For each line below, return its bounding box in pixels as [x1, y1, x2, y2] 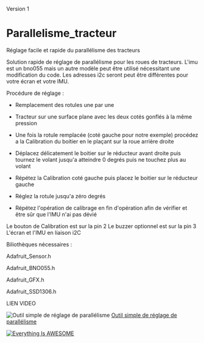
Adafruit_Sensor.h [6, 252, 52, 260]
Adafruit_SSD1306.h [6, 288, 57, 295]
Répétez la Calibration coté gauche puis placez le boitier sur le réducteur [15, 174, 198, 181]
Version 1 [6, 5, 29, 12]
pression [15, 119, 38, 126]
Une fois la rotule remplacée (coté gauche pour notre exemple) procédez [15, 131, 199, 139]
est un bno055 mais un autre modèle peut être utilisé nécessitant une [6, 64, 180, 72]
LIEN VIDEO [6, 299, 37, 307]
